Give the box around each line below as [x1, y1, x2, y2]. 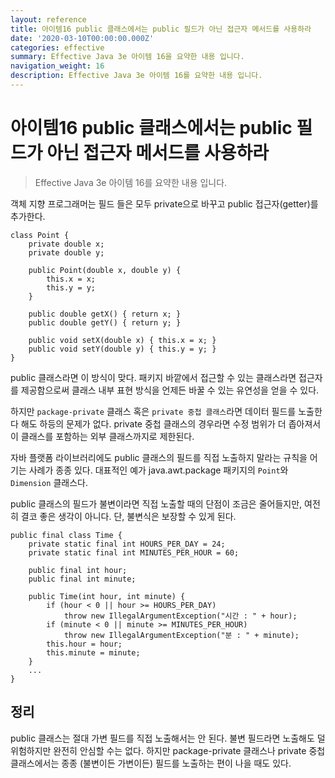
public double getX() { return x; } [28, 309, 182, 319]
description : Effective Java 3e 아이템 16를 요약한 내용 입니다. [10, 71, 263, 81]
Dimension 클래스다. [10, 476, 88, 488]
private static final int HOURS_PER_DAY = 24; [28, 539, 226, 549]
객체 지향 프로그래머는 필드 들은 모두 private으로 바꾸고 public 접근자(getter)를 [10, 197, 319, 210]
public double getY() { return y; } [28, 317, 182, 328]
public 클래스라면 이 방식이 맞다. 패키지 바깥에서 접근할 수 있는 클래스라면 [10, 371, 297, 383]
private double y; [28, 247, 105, 258]
